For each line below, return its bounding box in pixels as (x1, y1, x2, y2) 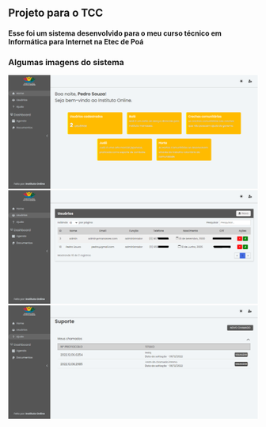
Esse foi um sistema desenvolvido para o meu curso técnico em (8, 28, 222, 38)
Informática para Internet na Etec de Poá (8, 37, 144, 46)
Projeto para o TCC (8, 6, 104, 20)
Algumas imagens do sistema (8, 56, 124, 67)
